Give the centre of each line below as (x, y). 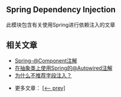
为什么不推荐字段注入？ (43, 75)
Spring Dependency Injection (61, 10)
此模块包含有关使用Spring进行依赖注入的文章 (61, 25)
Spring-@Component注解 (46, 60)
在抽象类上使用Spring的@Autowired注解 (63, 68)
